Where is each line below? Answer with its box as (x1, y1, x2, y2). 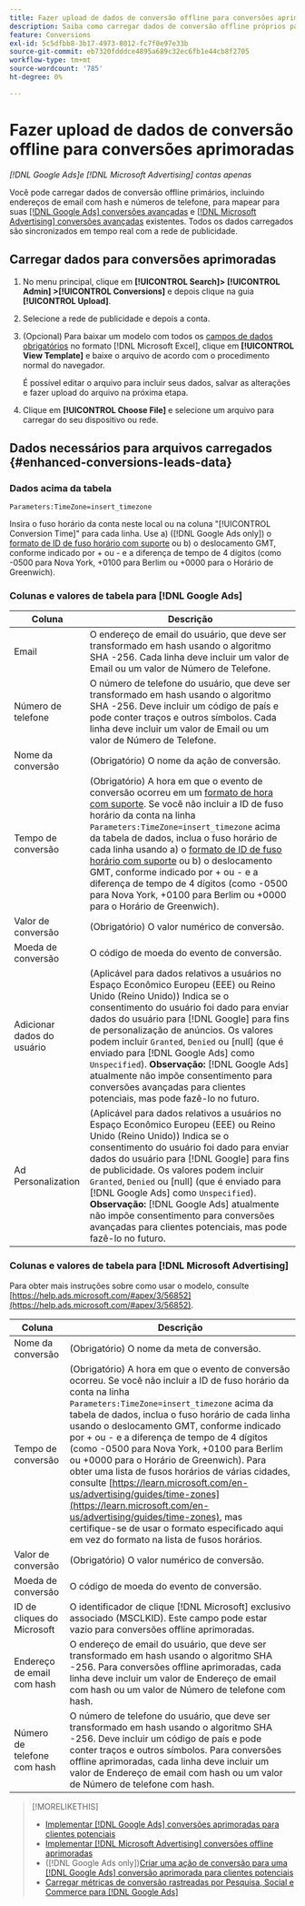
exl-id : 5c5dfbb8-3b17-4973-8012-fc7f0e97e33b (9, 38, 189, 48)
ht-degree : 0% (9, 73, 64, 82)
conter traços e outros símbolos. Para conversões (69, 1743, 282, 1756)
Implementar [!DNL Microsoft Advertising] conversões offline (44, 1838, 274, 1849)
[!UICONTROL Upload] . (22, 295, 112, 306)
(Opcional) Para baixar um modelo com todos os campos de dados (22, 330, 274, 341)
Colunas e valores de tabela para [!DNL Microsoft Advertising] (9, 1259, 289, 1272)
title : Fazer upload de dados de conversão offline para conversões (9, 13, 274, 23)
